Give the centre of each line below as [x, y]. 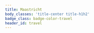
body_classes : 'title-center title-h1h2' [47, 14]
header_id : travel [23, 23]
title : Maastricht [23, 9]
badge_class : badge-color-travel [39, 18]
